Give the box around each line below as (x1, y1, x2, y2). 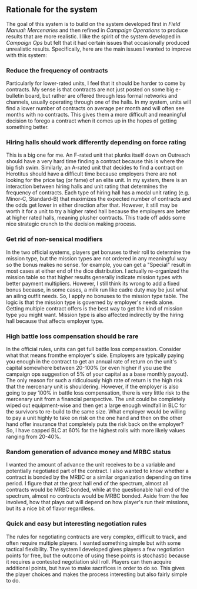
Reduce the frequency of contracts (6, 66, 108, 74)
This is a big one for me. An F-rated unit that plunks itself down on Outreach (6, 151, 191, 158)
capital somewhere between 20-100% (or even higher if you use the (6, 365, 172, 371)
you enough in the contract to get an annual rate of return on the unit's (6, 358, 178, 365)
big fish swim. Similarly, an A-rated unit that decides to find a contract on (6, 164, 183, 171)
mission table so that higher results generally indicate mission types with (6, 273, 182, 280)
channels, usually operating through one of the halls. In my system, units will (6, 98, 191, 105)
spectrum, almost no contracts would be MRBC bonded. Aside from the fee (6, 492, 188, 499)
